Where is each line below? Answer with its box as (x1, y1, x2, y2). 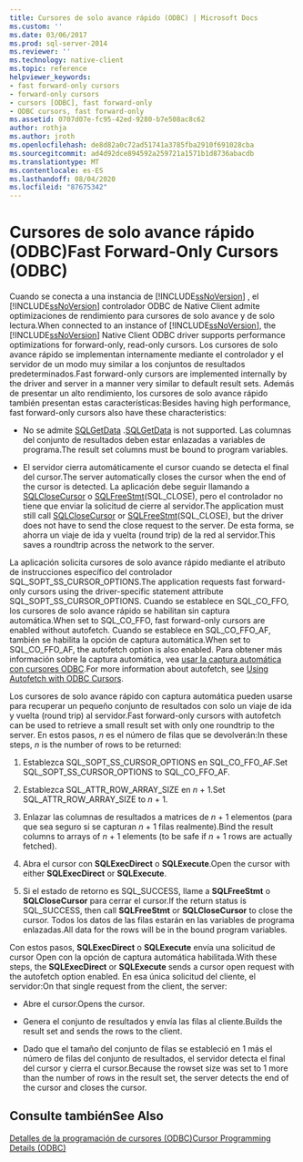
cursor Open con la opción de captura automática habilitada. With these (9, 951, 278, 962)
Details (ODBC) (9, 1142, 66, 1153)
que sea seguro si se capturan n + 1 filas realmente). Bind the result (22, 821, 274, 832)
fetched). (22, 840, 57, 852)
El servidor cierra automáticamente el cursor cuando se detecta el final (22, 462, 289, 473)
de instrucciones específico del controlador (9, 567, 173, 578)
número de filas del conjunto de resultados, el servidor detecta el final (22, 1054, 286, 1064)
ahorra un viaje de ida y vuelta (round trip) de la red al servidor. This (22, 530, 276, 540)
